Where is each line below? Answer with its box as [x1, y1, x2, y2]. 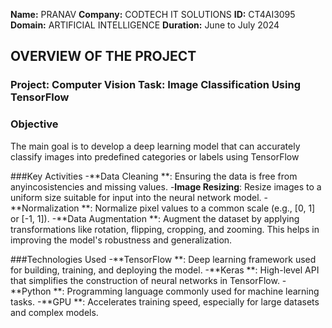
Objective [10, 117, 59, 131]
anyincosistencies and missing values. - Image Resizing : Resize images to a [10, 180, 322, 193]
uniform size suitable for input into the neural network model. [10, 191, 262, 203]
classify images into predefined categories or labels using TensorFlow [10, 150, 300, 163]
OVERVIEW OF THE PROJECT [10, 48, 197, 65]
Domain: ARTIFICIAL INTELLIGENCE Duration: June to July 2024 [10, 19, 280, 31]
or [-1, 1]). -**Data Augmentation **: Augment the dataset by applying [10, 212, 300, 224]
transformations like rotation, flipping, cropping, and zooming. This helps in [10, 223, 320, 235]
